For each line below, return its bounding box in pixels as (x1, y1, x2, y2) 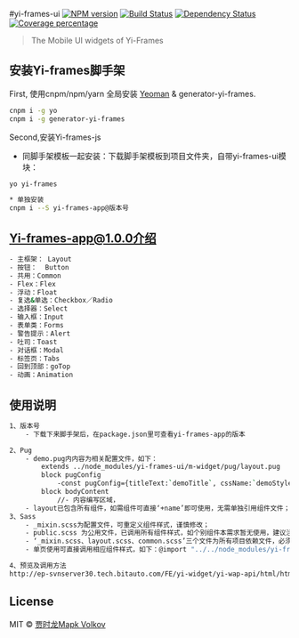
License (9, 594, 54, 610)
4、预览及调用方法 (9, 561, 67, 570)
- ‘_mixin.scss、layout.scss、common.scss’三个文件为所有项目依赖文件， (25, 537, 279, 546)
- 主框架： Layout (9, 254, 73, 263)
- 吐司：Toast (9, 337, 58, 346)
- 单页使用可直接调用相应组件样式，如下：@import (25, 545, 188, 554)
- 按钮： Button (9, 262, 69, 271)
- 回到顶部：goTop (9, 362, 71, 371)
